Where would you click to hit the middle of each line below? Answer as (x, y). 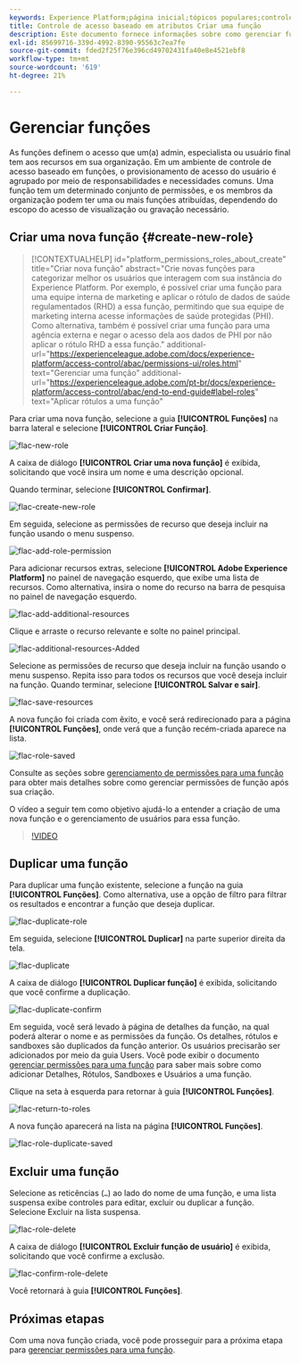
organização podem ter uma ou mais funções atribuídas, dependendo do (144, 200)
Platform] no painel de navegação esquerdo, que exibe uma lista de (134, 578)
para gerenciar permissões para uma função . (92, 1350)
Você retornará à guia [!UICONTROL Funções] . (96, 1291)
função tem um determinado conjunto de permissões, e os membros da (141, 190)
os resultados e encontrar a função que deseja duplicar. (112, 904)
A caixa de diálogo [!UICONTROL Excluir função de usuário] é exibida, (140, 1247)
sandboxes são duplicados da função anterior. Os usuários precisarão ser (145, 1046)
